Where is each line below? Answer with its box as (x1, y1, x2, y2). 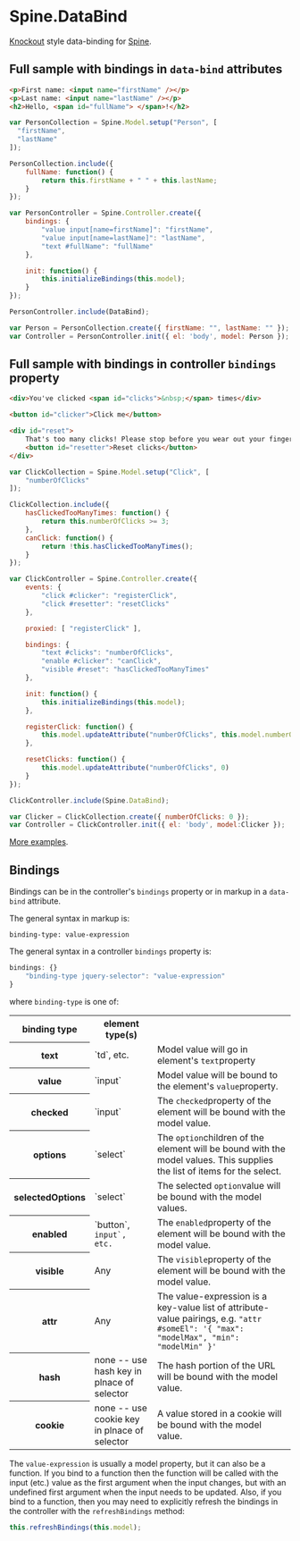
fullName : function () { (25, 167, 114, 176)
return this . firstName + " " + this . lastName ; (41, 176, 218, 185)
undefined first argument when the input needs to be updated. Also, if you (9, 1486, 282, 1497)
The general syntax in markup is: (9, 914, 130, 924)
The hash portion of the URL (156, 1359, 276, 1371)
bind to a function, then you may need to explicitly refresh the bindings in (9, 1495, 279, 1507)
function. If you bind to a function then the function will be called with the (9, 1468, 279, 1478)
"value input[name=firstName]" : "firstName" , (41, 225, 214, 234)
